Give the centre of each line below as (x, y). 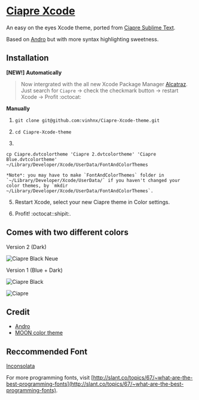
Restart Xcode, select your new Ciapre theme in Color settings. (92, 202)
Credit (18, 312)
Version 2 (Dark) (26, 247)
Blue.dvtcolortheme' (32, 159)
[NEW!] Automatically (34, 72)
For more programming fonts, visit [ (50, 378)
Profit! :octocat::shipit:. (43, 213)
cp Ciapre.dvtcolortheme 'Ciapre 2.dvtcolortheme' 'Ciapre (81, 154)
